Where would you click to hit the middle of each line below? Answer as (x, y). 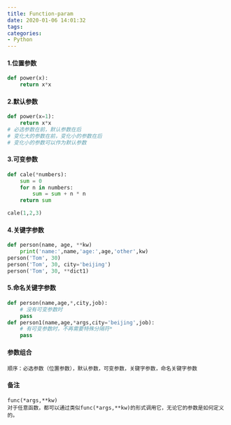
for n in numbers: (47, 187)
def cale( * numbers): (37, 174)
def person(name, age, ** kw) (50, 245)
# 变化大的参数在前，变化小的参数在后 (55, 136)
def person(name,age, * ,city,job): (58, 303)
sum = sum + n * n (59, 194)
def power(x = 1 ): (31, 117)
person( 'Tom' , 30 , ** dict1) (48, 271)
